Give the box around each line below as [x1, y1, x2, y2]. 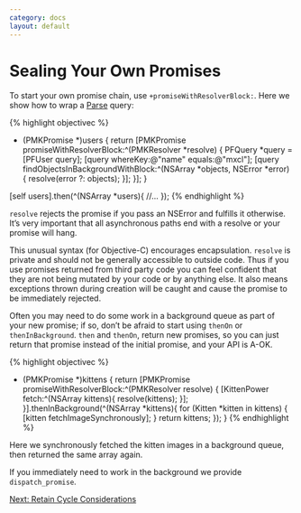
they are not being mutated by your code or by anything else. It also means [9, 274, 288, 284]
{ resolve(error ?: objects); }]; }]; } [22, 173, 148, 184]
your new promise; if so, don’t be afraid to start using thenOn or [9, 320, 243, 331]
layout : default [9, 22, 70, 31]
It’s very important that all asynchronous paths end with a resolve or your [9, 218, 281, 229]
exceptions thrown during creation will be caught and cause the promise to [9, 284, 288, 294]
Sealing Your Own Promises [9, 61, 222, 81]
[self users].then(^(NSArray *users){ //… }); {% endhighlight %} [9, 191, 245, 201]
